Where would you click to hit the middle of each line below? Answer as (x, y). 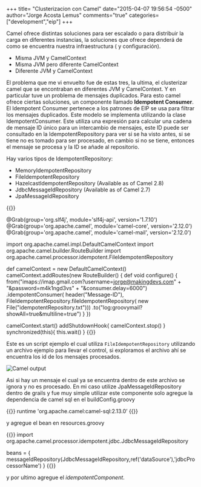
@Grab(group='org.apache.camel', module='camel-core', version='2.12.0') (99, 226)
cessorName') (24, 465)
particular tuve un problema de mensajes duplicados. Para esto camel (94, 95)
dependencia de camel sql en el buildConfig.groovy (71, 399)
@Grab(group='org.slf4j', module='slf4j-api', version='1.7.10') (82, 220)
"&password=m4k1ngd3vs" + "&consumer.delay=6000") (77, 288)
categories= (144, 15)
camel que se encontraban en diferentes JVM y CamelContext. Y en (91, 89)
